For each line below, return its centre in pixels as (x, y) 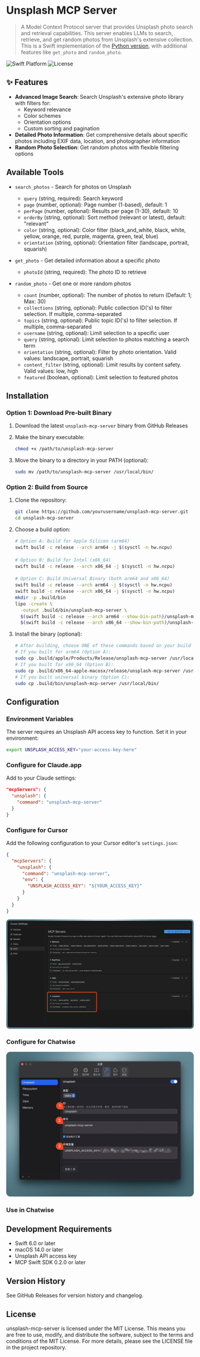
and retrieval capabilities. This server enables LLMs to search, (97, 33)
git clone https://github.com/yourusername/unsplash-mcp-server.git (101, 512)
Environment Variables (40, 719)
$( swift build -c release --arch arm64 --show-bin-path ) (93, 617)
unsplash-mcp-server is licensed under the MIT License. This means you (96, 1328)
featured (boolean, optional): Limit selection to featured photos (101, 377)
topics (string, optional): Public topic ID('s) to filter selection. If (100, 320)
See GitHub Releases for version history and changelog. (75, 1296)
